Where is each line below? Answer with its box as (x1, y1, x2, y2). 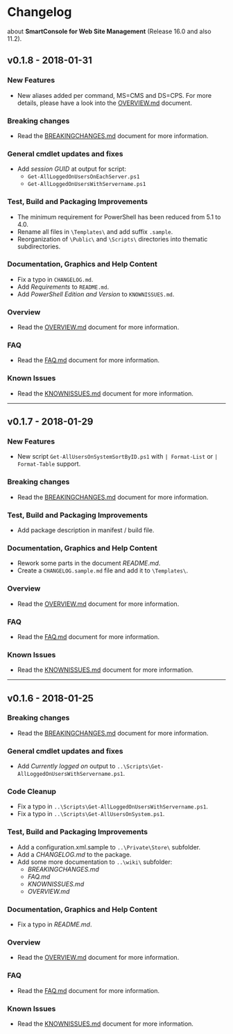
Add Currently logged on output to (17, 762, 116, 770)
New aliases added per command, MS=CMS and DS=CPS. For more (17, 91, 212, 99)
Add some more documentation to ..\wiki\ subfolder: (17, 858, 173, 866)
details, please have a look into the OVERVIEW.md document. (17, 99, 193, 107)
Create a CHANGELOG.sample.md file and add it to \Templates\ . (17, 566, 189, 575)
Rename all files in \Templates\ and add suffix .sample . (17, 227, 173, 236)
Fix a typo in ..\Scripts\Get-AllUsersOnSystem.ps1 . (17, 810, 165, 818)
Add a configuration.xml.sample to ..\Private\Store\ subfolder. (17, 842, 201, 851)
